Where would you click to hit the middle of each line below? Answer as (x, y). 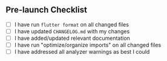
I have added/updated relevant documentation (72, 38)
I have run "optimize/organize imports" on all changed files (88, 45)
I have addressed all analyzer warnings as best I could (82, 52)
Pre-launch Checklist (46, 10)
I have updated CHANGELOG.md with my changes (72, 31)
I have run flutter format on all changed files (72, 24)
